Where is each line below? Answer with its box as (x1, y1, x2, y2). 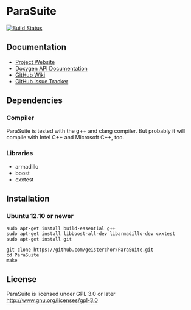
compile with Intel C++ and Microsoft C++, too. (6, 134, 125, 141)
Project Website (15, 58, 55, 65)
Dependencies (6, 96, 63, 106)
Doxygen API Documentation (15, 65, 88, 72)
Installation (6, 194, 50, 204)
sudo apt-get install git (6, 236, 72, 242)
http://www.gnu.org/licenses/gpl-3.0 (6, 297, 99, 304)
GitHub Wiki (15, 71, 46, 79)
